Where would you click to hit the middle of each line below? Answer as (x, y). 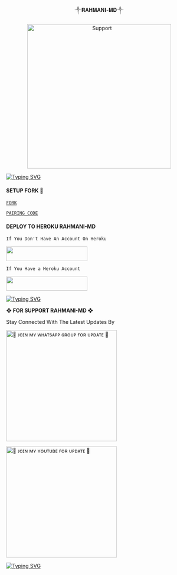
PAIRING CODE (22, 213)
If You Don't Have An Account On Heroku (57, 239)
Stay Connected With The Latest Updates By (60, 322)
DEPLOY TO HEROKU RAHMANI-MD (51, 226)
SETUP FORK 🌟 (25, 190)
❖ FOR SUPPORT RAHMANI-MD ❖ (50, 311)
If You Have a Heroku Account (43, 269)
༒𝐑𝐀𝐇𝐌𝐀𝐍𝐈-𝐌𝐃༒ (99, 10)
